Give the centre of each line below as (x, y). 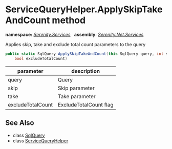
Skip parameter (76, 88)
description (86, 71)
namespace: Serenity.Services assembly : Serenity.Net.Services (74, 34)
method (69, 20)
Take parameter (77, 96)
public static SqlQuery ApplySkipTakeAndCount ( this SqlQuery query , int (84, 54)
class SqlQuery (29, 135)
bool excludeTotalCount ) (41, 58)
